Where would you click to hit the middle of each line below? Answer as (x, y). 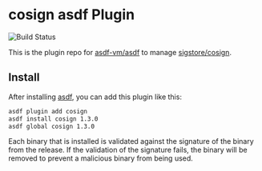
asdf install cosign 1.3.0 (53, 119)
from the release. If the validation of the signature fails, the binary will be (128, 150)
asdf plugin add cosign (48, 111)
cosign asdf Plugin (71, 15)
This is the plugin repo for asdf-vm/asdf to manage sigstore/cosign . (120, 52)
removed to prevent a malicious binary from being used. (101, 158)
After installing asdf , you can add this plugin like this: (95, 97)
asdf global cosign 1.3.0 (51, 126)
